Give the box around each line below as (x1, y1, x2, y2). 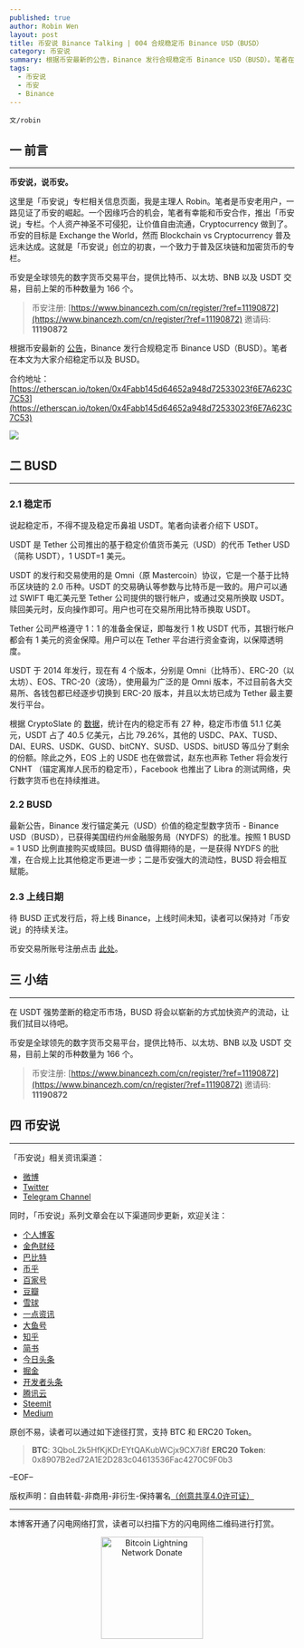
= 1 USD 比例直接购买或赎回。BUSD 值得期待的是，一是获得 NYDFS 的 (9, 842, 271, 853)
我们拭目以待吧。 (9, 1017, 73, 1029)
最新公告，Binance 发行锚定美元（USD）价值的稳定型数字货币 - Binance (9, 819, 279, 830)
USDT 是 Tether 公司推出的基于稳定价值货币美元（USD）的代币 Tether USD (9, 539, 290, 550)
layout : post (9, 30, 59, 39)
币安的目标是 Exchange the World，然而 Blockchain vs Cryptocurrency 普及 (9, 230, 291, 241)
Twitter (22, 1181, 50, 1192)
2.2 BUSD (9, 799, 52, 811)
